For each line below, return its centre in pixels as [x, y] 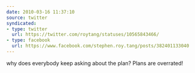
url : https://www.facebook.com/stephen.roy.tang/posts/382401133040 [101, 46]
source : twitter [27, 18]
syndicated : [21, 23]
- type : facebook [28, 40]
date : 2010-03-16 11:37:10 [41, 12]
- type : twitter [27, 29]
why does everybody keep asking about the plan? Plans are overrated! [95, 63]
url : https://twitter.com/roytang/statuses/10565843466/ [86, 35]
